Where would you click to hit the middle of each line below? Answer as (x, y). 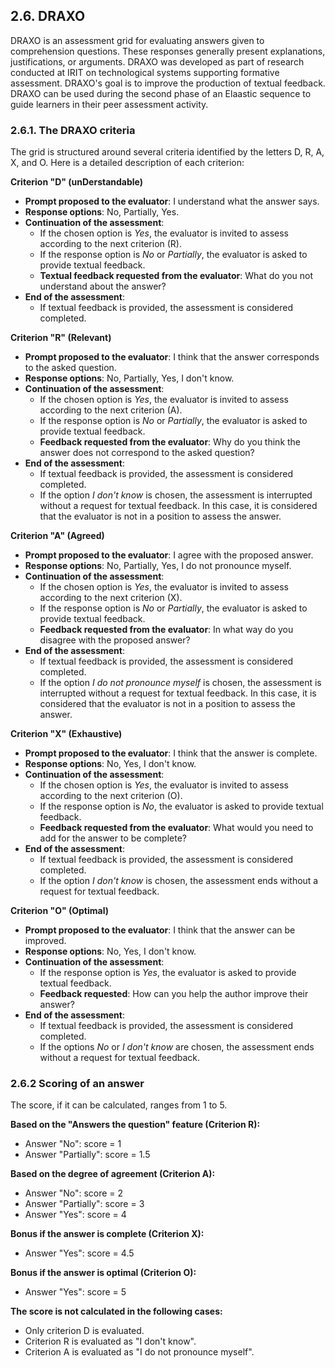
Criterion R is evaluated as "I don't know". (110, 1341)
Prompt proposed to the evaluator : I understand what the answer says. (172, 201)
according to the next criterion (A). (111, 410)
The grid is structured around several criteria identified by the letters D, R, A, (167, 152)
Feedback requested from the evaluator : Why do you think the (170, 442)
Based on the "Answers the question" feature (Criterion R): (135, 1125)
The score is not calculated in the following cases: (116, 1311)
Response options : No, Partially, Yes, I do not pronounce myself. (158, 566)
